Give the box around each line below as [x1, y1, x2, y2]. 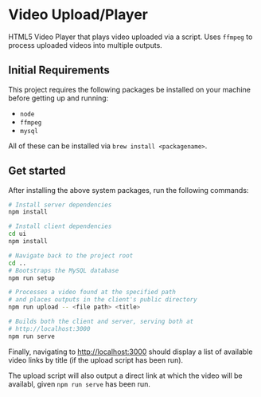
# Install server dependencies [8, 201, 112, 209]
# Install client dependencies [8, 222, 112, 230]
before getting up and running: [8, 93, 109, 103]
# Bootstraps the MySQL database [8, 266, 119, 274]
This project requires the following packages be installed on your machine [8, 85, 251, 94]
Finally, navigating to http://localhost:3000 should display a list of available [8, 347, 253, 356]
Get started [8, 164, 66, 178]
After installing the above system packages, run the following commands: [8, 185, 249, 195]
